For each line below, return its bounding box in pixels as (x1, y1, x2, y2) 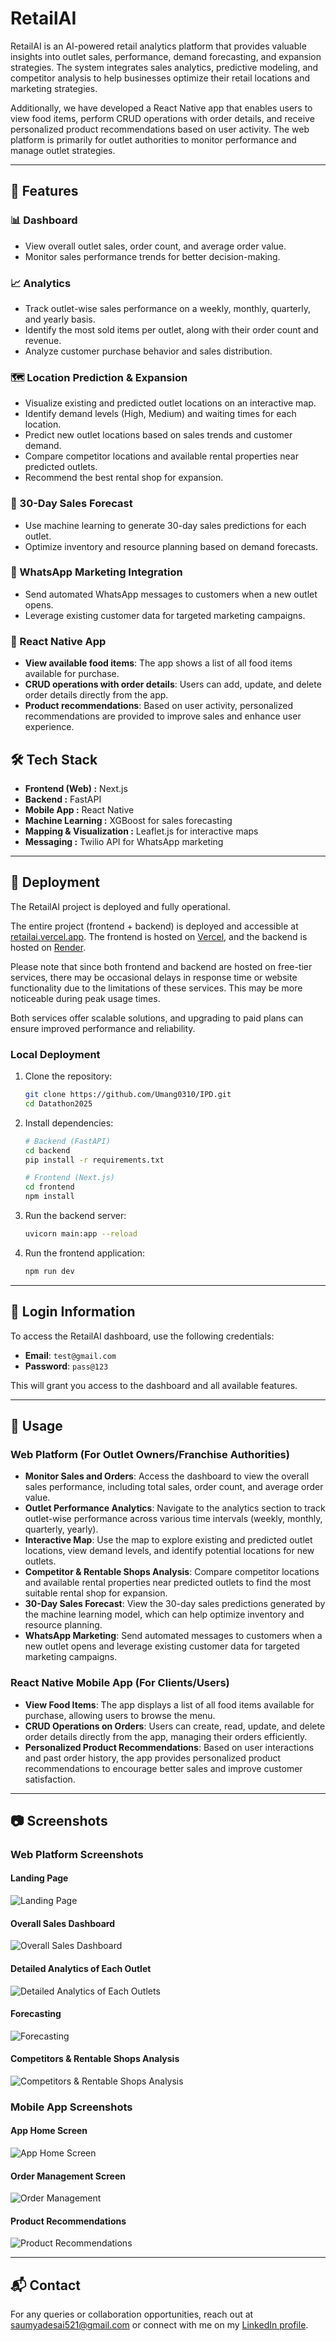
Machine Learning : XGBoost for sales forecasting (24, 814, 233, 826)
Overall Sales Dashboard (10, 1917, 116, 1929)
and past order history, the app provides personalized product (24, 1752, 282, 1764)
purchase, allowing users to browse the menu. (24, 1709, 216, 1721)
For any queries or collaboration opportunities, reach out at (10, 2308, 254, 2321)
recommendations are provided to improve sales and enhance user (24, 710, 302, 722)
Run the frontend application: (24, 1247, 145, 1259)
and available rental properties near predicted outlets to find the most (24, 1577, 312, 1589)
